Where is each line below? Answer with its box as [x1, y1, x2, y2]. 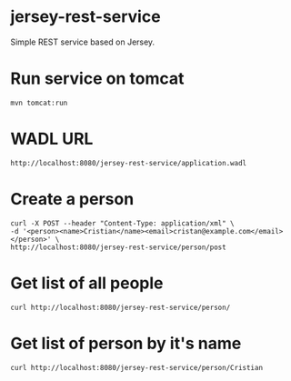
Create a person [10, 189, 135, 209]
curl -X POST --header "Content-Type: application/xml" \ [10, 218, 235, 228]
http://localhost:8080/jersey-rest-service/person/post [10, 243, 226, 252]
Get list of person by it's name [10, 333, 242, 354]
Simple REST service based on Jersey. [10, 36, 156, 47]
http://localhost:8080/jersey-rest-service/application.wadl [10, 158, 247, 167]
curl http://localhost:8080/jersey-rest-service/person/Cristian [10, 363, 263, 372]
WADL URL [10, 129, 94, 149]
